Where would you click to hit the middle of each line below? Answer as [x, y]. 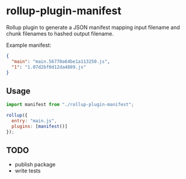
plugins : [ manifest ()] [40, 126]
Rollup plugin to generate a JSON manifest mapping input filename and [93, 27]
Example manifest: [29, 45]
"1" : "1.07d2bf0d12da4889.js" [49, 67]
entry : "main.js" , [34, 121]
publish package [35, 165]
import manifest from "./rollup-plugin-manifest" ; [70, 105]
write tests [28, 171]
